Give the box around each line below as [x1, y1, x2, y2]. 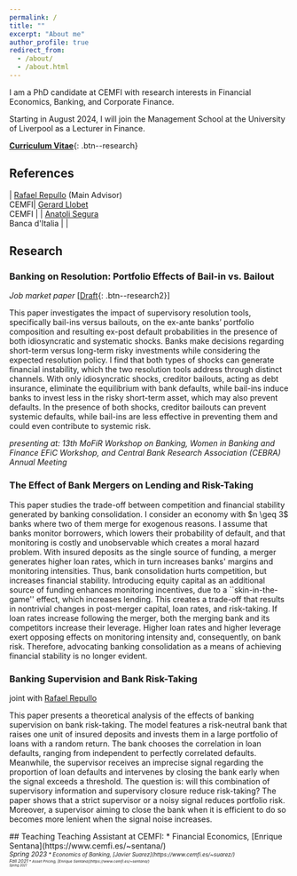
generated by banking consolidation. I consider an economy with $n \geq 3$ [9, 508, 289, 520]
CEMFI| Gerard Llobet [9, 199, 89, 210]
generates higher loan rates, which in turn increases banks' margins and [9, 556, 273, 567]
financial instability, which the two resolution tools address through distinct [9, 364, 283, 375]
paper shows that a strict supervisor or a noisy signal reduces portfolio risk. [9, 794, 285, 805]
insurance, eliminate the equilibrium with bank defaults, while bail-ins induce [9, 383, 289, 394]
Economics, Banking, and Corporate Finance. [9, 96, 175, 107]
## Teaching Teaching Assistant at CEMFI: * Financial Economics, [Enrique [9, 831, 283, 841]
